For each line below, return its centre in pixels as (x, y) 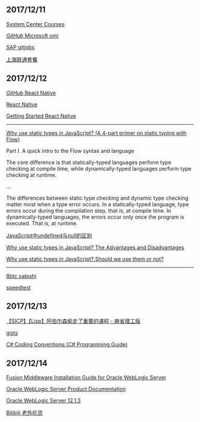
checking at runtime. (31, 175)
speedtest (18, 287)
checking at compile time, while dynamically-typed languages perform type (99, 168)
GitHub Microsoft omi (32, 36)
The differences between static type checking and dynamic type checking (97, 198)
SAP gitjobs (20, 47)
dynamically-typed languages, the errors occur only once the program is (95, 217)
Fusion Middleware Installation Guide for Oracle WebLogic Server (86, 377)
